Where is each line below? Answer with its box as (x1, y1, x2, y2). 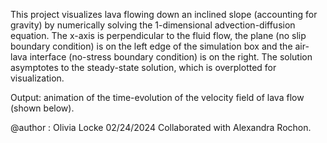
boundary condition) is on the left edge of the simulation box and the (10, 40, 293, 52)
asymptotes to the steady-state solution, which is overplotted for (10, 62, 277, 73)
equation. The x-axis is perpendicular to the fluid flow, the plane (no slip (10, 30, 307, 41)
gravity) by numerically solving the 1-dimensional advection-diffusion (10, 19, 296, 31)
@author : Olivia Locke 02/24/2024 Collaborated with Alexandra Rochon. (10, 122, 312, 133)
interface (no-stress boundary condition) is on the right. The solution (29, 51, 313, 63)
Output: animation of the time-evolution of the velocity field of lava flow (10, 92, 305, 103)
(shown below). (10, 102, 75, 114)
